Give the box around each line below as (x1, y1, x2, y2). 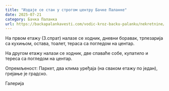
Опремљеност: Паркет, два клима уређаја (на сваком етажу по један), (5, 65, 158, 71)
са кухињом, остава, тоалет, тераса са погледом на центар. (5, 41, 135, 47)
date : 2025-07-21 (5, 12, 42, 17)
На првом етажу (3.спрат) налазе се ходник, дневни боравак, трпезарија (5, 35, 163, 41)
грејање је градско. (5, 71, 48, 77)
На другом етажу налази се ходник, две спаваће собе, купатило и (5, 50, 148, 56)
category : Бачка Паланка (5, 17, 57, 22)
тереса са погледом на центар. (5, 56, 72, 62)
